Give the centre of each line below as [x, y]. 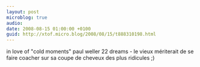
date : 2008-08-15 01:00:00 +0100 [49, 29]
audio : [15, 23]
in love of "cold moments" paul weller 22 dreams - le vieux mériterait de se [100, 51]
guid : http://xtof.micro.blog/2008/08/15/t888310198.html [81, 34]
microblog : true [27, 18]
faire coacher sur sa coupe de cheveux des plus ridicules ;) [81, 58]
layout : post [23, 12]
